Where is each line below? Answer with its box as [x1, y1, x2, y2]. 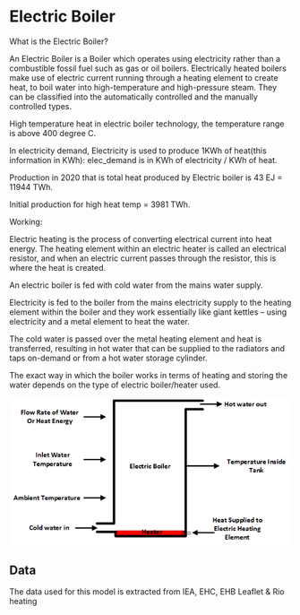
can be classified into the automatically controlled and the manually [9, 91, 258, 102]
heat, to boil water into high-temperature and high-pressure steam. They [9, 82, 278, 92]
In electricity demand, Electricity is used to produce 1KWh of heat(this [9, 145, 267, 156]
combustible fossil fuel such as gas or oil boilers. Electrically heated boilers [9, 63, 287, 74]
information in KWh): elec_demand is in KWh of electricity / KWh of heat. [9, 154, 278, 165]
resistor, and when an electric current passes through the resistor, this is [9, 253, 277, 264]
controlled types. [9, 100, 73, 111]
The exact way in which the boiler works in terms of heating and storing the [9, 369, 288, 380]
